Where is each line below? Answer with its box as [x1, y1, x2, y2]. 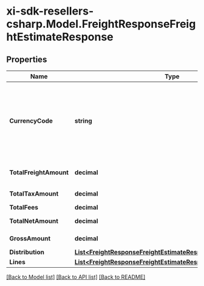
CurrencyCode [9, 117, 53, 125]
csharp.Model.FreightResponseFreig [6, 17, 196, 31]
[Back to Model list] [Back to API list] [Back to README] [6, 273, 146, 281]
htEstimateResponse [6, 30, 114, 44]
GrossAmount [9, 234, 51, 242]
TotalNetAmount [9, 217, 59, 225]
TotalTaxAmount [9, 189, 59, 198]
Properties [6, 54, 47, 64]
